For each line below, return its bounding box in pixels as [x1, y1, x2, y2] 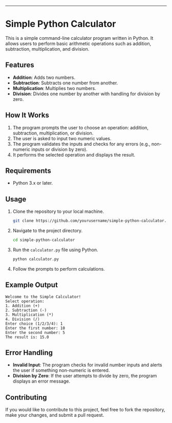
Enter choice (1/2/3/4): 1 [5, 321, 63, 326]
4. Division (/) [5, 317, 40, 322]
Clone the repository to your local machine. [12, 208, 104, 215]
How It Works [5, 111, 50, 120]
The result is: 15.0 [5, 335, 50, 340]
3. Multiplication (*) [5, 312, 54, 317]
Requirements [5, 166, 51, 175]
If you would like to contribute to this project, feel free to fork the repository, [5, 407, 165, 413]
